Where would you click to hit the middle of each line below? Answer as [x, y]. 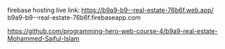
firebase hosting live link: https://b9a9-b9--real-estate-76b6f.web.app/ [110, 10]
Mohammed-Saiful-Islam [43, 38]
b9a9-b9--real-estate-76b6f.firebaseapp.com [74, 17]
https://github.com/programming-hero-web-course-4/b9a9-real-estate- [112, 31]
